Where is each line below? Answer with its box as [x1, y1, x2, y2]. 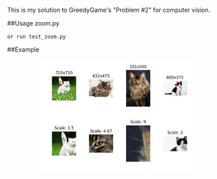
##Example [7, 45, 40, 54]
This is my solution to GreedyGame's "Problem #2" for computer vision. [7, 6, 211, 14]
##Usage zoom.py [7, 19, 60, 27]
